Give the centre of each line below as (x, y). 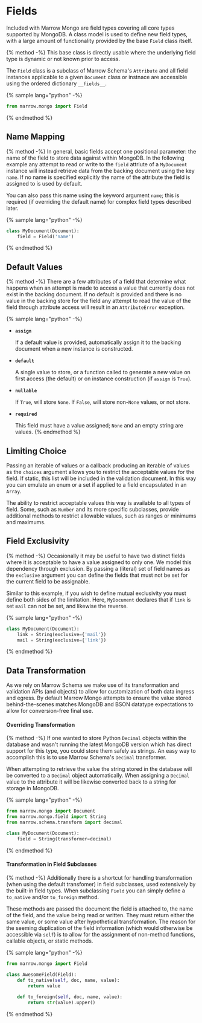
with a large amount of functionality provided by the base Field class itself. (99, 41)
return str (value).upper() (62, 1003)
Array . (14, 491)
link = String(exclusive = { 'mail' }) (62, 634)
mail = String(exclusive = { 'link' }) (62, 640)
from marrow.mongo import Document (51, 811)
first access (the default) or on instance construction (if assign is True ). (103, 378)
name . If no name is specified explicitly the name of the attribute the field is (98, 177)
